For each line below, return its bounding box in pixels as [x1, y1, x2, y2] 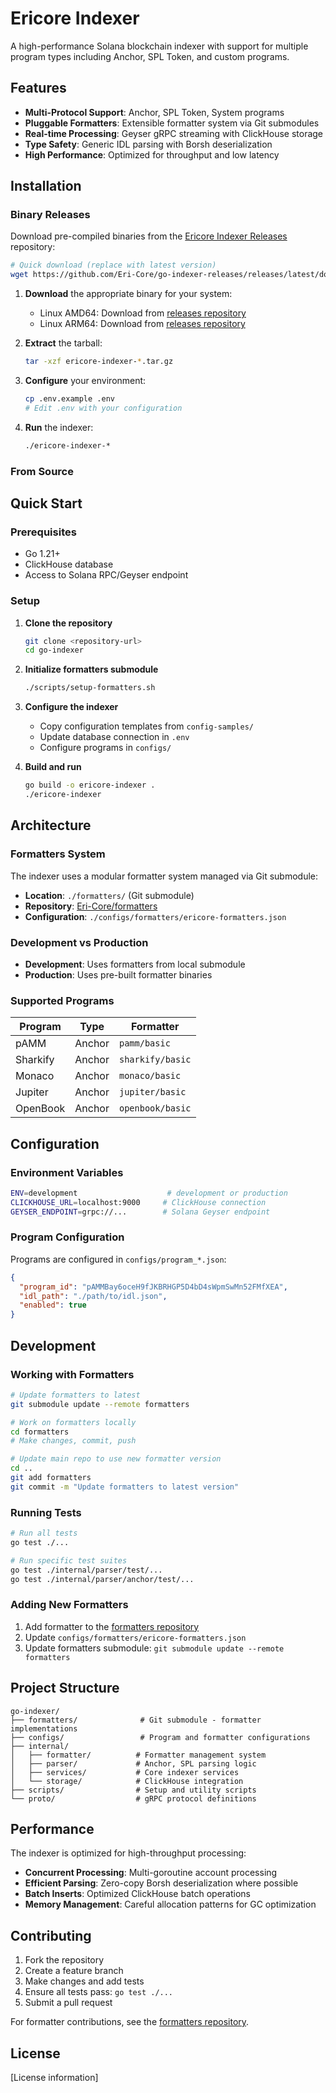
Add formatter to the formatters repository [24, 1620, 200, 1632]
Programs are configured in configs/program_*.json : [10, 1253, 227, 1265]
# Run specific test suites [10, 1555, 128, 1566]
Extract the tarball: [24, 337, 103, 349]
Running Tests [10, 1505, 82, 1519]
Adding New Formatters [10, 1598, 129, 1612]
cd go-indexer [24, 645, 84, 656]
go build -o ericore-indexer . [24, 780, 156, 791]
